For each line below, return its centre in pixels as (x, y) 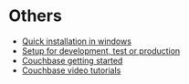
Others (36, 16)
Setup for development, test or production (101, 50)
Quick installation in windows (76, 41)
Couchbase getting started (72, 60)
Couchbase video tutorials (71, 70)
